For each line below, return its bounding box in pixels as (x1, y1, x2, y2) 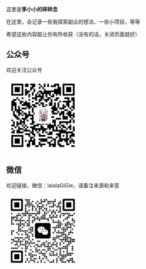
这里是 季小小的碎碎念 (6, 6, 58, 12)
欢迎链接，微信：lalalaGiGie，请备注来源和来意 (6, 182, 120, 189)
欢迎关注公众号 (6, 66, 42, 73)
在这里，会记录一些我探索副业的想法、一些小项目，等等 (6, 18, 140, 25)
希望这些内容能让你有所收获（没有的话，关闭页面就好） (6, 31, 140, 38)
